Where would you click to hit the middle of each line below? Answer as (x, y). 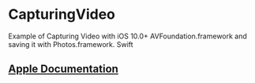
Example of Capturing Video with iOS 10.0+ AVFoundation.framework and (127, 36)
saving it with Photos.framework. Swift (71, 44)
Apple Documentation (63, 69)
